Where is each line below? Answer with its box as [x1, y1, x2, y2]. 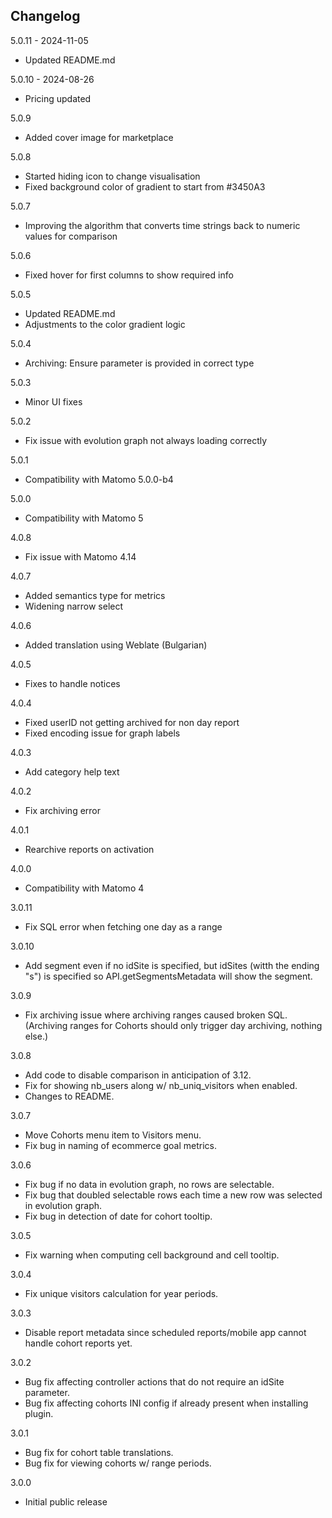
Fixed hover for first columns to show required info [24, 269, 234, 281]
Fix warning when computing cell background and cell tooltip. [24, 1249, 280, 1261]
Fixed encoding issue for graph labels [24, 727, 181, 739]
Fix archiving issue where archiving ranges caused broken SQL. [24, 1009, 288, 1021]
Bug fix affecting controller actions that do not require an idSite [24, 1375, 285, 1388]
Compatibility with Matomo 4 [24, 882, 145, 894]
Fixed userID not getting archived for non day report [24, 716, 240, 728]
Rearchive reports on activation [24, 843, 155, 855]
